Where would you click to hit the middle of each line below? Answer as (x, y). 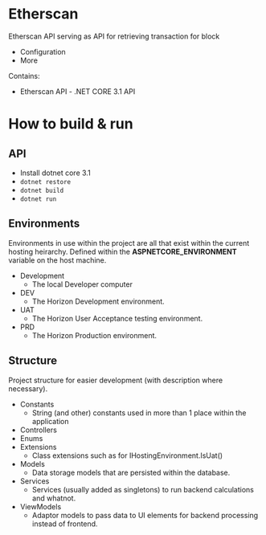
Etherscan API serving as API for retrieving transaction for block (114, 36)
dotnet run (38, 199)
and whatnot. (54, 498)
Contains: (24, 76)
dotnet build (42, 190)
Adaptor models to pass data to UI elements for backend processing (145, 515)
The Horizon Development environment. (98, 301)
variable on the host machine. (57, 260)
